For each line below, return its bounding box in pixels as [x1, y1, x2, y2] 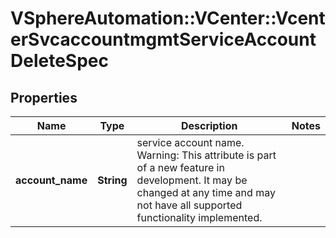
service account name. [136, 136, 245, 149]
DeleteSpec [10, 50, 109, 72]
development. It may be [136, 173, 248, 187]
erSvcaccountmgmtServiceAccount [10, 28, 317, 51]
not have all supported [136, 198, 243, 212]
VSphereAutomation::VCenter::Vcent [10, 7, 326, 30]
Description [180, 119, 238, 132]
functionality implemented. [136, 211, 263, 224]
